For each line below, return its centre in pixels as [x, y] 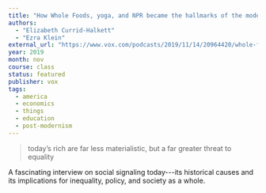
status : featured [37, 74]
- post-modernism [44, 126]
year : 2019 [26, 52]
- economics [35, 104]
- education [35, 119]
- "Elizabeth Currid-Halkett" [65, 30]
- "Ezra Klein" [40, 38]
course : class [32, 67]
